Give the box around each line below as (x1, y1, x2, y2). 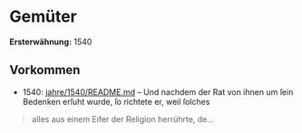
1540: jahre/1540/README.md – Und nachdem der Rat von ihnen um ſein (22, 86, 294, 97)
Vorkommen (9, 62, 81, 78)
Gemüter (9, 6, 77, 27)
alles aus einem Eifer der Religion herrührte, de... (31, 113, 215, 124)
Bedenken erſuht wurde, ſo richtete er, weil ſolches (22, 96, 210, 107)
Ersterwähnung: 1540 (9, 36, 93, 47)
